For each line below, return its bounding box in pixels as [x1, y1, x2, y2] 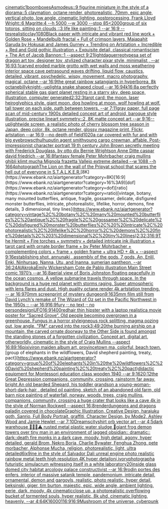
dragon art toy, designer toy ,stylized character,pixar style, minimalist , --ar [5, 57, 159, 63]
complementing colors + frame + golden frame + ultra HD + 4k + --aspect [5, 248, 158, 254]
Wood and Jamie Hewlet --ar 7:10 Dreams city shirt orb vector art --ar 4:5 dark [5, 418, 163, 424]
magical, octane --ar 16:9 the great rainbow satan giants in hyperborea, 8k [5, 78, 156, 84]
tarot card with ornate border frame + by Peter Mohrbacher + [5, 243, 131, 249]
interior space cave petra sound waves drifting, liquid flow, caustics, [5, 68, 144, 74]
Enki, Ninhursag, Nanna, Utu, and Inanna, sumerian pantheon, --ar [5, 259, 141, 265]
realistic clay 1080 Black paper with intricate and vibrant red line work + [11, 31, 155, 36]
